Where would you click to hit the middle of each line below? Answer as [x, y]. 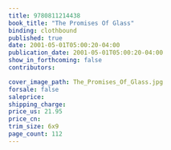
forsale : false [34, 89]
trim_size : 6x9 [34, 127]
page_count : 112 [35, 134]
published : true [35, 38]
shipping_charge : [37, 105]
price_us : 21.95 [35, 112]
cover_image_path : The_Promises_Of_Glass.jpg [85, 82]
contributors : [32, 68]
